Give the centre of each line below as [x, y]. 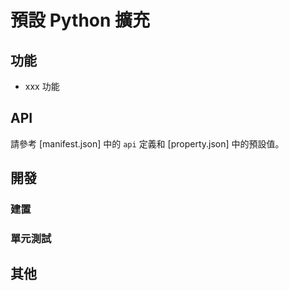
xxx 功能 [42, 86]
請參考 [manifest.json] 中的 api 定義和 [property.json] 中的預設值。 [147, 143]
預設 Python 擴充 [80, 20]
